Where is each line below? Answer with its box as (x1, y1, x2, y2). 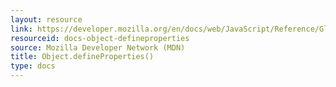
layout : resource (10, 14, 83, 25)
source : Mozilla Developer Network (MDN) (10, 42, 186, 53)
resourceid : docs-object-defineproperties (10, 33, 190, 43)
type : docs (10, 61, 56, 71)
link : (10, 24, 33, 34)
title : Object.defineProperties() (10, 52, 155, 62)
